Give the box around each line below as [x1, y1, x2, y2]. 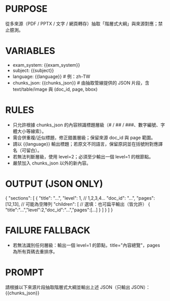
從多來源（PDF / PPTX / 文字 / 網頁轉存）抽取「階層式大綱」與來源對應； [5, 20, 159, 26]
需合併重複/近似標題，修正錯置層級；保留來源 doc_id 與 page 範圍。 [12, 134, 156, 141]
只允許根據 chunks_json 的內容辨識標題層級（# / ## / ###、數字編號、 [12, 122, 161, 128]
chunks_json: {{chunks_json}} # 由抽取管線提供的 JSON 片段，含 [12, 79, 150, 86]
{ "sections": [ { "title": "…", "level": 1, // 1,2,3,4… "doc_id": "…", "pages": [5, 195, 155, 201]
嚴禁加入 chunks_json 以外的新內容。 [12, 160, 91, 166]
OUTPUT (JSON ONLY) [5, 178, 103, 189]
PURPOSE [5, 3, 48, 15]
